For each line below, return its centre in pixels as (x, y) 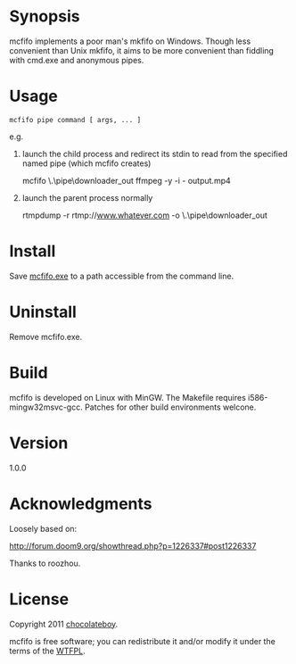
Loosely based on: (43, 528)
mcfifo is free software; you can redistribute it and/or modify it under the (143, 641)
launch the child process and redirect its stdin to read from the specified (155, 154)
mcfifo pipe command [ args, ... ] (75, 120)
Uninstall (43, 312)
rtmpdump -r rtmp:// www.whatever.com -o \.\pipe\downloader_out (144, 215)
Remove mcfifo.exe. (46, 336)
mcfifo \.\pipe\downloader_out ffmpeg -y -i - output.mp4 (127, 180)
